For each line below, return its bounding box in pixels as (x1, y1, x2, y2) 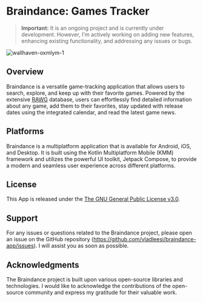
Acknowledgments (6, 259, 80, 270)
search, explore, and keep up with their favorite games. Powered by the (6, 89, 185, 97)
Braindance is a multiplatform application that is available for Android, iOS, (6, 142, 191, 149)
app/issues (6, 242, 35, 250)
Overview (6, 67, 44, 77)
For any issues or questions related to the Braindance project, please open (6, 229, 193, 236)
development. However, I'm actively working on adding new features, (21, 30, 195, 38)
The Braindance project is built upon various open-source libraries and (6, 276, 183, 283)
